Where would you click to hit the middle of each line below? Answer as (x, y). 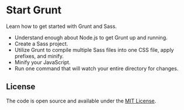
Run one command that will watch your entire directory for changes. (96, 68)
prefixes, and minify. (39, 56)
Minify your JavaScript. (43, 62)
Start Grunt (34, 10)
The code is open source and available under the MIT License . (81, 101)
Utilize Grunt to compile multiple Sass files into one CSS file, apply (94, 49)
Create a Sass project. (41, 44)
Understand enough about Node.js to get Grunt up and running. (91, 37)
